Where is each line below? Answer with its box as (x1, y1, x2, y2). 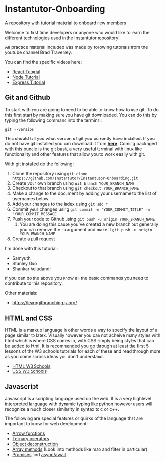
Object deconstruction (12, 441, 58, 447)
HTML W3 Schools (12, 363, 51, 369)
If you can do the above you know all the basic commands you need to (5, 275, 149, 281)
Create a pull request (12, 236, 55, 242)
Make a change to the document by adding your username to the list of (12, 190, 157, 196)
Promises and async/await (12, 452, 66, 458)
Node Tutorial (12, 74, 40, 80)
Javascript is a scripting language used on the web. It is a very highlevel (5, 396, 152, 402)
